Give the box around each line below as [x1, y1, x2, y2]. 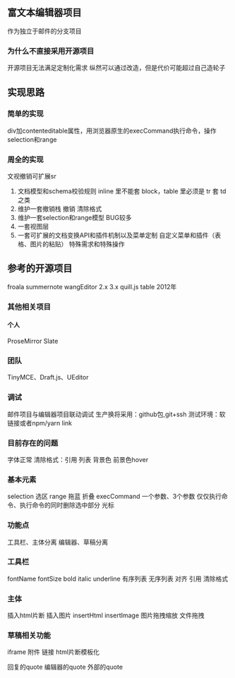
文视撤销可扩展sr [7, 172, 56, 181]
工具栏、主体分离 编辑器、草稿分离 [7, 538, 108, 546]
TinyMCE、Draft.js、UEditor [7, 373, 89, 382]
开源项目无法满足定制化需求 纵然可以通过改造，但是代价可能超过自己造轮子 [7, 63, 226, 72]
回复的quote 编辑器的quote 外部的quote [7, 662, 123, 672]
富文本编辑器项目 [7, 6, 82, 19]
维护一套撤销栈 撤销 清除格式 [17, 205, 102, 213]
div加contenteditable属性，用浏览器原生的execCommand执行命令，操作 [7, 126, 217, 135]
